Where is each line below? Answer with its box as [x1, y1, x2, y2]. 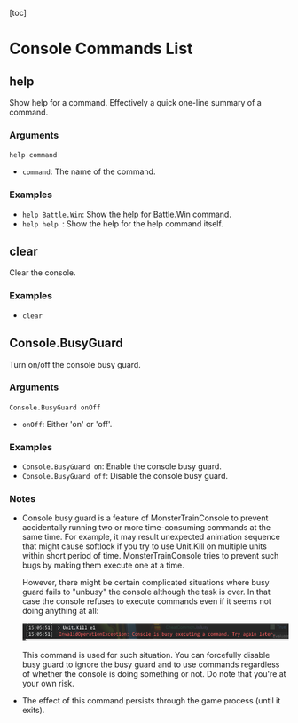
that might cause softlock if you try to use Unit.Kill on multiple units [21, 541, 268, 552]
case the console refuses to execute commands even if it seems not [21, 596, 272, 607]
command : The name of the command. [21, 166, 156, 177]
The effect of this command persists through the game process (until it [21, 695, 281, 706]
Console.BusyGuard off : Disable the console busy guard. [21, 471, 229, 481]
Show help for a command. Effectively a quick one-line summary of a [9, 98, 262, 107]
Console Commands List [9, 39, 193, 59]
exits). [21, 705, 45, 716]
